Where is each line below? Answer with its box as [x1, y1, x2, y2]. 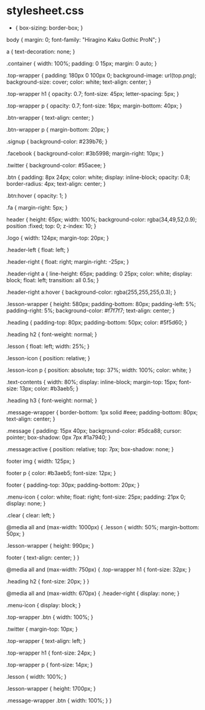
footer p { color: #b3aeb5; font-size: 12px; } [6, 469, 117, 476]
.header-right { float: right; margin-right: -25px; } [6, 258, 130, 265]
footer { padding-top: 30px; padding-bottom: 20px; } [6, 481, 140, 489]
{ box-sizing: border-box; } [15, 24, 83, 31]
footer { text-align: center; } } [6, 554, 80, 561]
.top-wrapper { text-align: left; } [6, 637, 86, 644]
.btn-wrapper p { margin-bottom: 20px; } [6, 125, 109, 133]
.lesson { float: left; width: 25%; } [6, 342, 90, 350]
